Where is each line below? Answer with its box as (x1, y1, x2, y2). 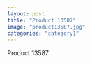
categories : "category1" (7, 29, 79, 37)
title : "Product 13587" (7, 17, 77, 24)
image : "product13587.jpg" (7, 23, 86, 30)
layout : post (7, 10, 45, 17)
